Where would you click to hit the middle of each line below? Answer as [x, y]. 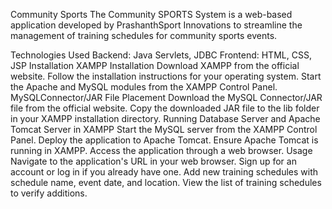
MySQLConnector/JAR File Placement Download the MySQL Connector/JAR [166, 97]
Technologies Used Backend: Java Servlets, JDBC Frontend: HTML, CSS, [161, 55]
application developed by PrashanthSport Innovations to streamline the [156, 25]
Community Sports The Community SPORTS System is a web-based [151, 14]
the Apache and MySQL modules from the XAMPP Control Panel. [144, 87]
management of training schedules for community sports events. [144, 35]
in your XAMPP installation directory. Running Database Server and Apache [165, 118]
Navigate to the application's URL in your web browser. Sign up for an [153, 161]
